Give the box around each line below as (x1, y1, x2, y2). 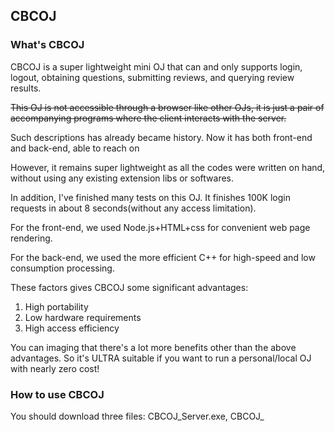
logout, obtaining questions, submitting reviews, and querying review (10, 71, 295, 83)
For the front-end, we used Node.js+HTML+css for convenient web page (10, 221, 311, 233)
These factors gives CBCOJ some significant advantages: (10, 281, 249, 293)
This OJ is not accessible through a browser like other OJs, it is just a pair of (10, 101, 325, 113)
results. (10, 82, 42, 94)
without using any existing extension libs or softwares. (10, 172, 235, 184)
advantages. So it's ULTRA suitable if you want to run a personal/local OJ (10, 352, 312, 364)
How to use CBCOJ (10, 387, 105, 401)
